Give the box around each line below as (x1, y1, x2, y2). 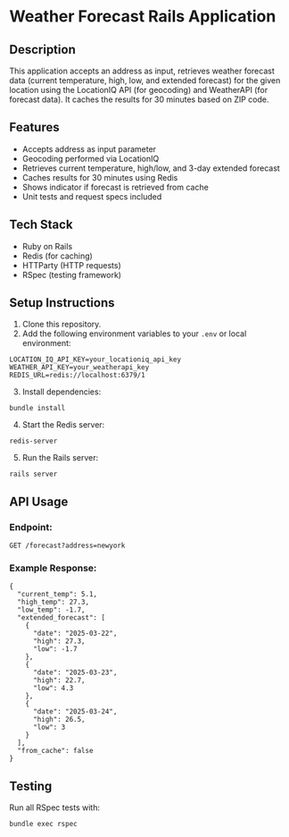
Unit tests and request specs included (21, 190, 162, 202)
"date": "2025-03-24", (32, 707, 118, 716)
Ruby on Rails (21, 241, 73, 251)
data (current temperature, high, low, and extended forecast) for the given (9, 75, 281, 86)
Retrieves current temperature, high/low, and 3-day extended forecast (21, 163, 281, 173)
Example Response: (9, 562, 97, 574)
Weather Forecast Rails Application (9, 6, 277, 27)
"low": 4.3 (32, 684, 74, 693)
